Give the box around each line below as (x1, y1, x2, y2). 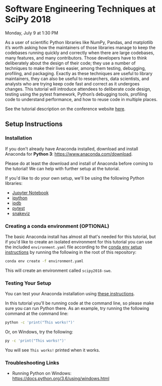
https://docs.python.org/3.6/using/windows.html (12, 376, 109, 382)
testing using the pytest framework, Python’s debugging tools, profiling (5, 91, 147, 97)
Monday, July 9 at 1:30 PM (5, 30, 58, 36)
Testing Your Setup (5, 280, 52, 286)
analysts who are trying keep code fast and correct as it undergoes (5, 81, 140, 86)
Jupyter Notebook (12, 189, 49, 196)
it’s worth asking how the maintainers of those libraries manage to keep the (5, 44, 156, 50)
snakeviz (12, 210, 30, 216)
